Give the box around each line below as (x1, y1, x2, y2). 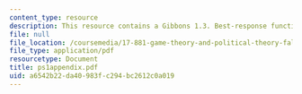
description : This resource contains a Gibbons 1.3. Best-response (9, 21, 268, 30)
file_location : (9, 38, 67, 47)
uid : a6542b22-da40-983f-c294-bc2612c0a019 (9, 72, 175, 81)
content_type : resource (9, 13, 99, 22)
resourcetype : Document (9, 55, 99, 64)
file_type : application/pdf (9, 47, 115, 56)
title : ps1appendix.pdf (9, 64, 99, 73)
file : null (9, 30, 50, 38)
